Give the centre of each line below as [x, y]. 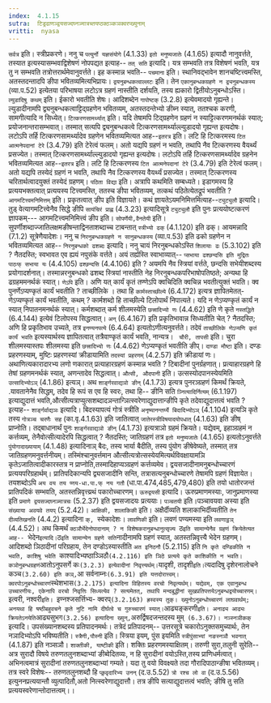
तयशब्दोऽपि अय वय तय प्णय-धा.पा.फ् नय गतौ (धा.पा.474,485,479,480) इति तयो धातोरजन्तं [131, 482]
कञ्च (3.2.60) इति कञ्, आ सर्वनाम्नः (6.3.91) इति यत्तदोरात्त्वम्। [94, 574]
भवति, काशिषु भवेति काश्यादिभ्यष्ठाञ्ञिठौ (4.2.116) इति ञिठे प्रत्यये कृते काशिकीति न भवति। [125, 555]
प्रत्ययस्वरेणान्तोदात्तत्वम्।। [42, 691]
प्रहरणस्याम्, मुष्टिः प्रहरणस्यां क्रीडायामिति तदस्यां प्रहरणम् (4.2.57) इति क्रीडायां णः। [112, 355]
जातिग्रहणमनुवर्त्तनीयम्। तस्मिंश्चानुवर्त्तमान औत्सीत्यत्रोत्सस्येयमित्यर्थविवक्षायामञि [107, 456]
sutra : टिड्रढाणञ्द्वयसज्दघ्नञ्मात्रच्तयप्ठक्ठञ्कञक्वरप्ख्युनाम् [77, 24]
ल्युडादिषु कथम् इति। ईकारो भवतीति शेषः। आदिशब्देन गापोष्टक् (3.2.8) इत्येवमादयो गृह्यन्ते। [121, 100]
